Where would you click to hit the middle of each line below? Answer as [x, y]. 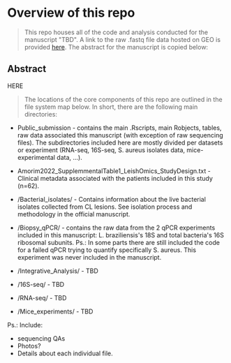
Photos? [29, 346]
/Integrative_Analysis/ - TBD [58, 271]
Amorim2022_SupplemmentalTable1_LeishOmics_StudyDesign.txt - [114, 171]
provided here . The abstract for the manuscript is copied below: [116, 47]
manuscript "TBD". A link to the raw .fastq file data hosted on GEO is [122, 39]
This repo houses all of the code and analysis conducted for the [116, 32]
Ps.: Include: [25, 325]
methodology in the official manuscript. [74, 214]
